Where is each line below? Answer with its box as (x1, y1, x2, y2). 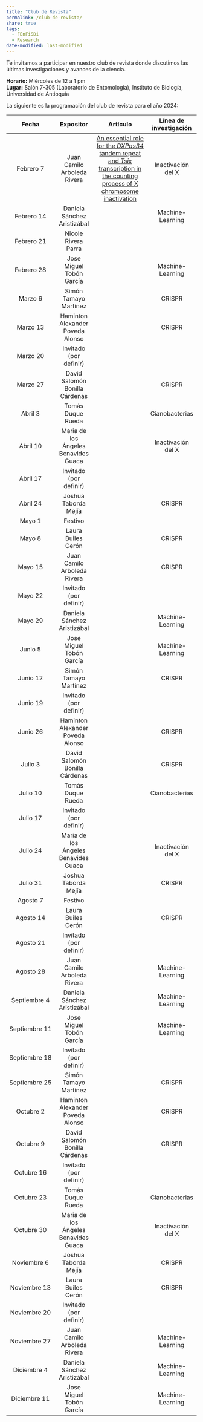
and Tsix (108, 157, 132, 165)
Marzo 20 (16, 351, 45, 360)
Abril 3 (21, 409, 40, 417)
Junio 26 (18, 727, 43, 735)
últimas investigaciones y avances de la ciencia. (6, 65, 126, 73)
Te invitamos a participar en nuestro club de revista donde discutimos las (6, 59, 188, 67)
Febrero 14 (14, 212, 47, 220)
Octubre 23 (14, 1193, 47, 1201)
